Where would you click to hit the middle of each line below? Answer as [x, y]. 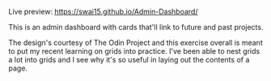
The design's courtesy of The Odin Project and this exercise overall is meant [135, 43]
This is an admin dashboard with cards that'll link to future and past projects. [136, 27]
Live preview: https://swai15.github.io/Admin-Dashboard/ [103, 12]
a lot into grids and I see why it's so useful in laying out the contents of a [129, 60]
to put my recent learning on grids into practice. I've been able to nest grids [134, 51]
